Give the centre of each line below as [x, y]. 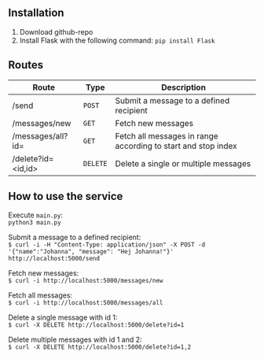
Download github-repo [56, 31]
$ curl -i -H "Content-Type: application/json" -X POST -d [107, 245]
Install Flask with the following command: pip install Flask [117, 40]
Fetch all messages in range [167, 135]
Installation [36, 13]
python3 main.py [35, 223]
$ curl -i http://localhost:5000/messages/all [86, 303]
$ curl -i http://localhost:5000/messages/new [86, 281]
